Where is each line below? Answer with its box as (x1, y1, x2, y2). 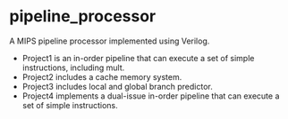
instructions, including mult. (21, 62, 125, 73)
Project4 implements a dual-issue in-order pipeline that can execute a (21, 91, 280, 101)
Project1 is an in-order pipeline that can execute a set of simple (21, 52, 255, 63)
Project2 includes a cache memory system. (21, 71, 182, 82)
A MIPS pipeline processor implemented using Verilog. (9, 36, 210, 46)
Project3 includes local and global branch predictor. (21, 81, 213, 91)
